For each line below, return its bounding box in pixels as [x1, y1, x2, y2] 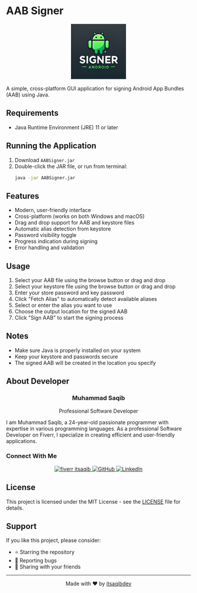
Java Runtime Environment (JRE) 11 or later [14, 123, 118, 130]
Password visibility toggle [14, 232, 77, 239]
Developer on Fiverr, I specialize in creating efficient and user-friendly [6, 431, 175, 438]
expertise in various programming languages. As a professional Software [6, 425, 182, 432]
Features [6, 191, 39, 201]
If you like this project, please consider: [6, 537, 101, 544]
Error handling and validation [14, 244, 85, 251]
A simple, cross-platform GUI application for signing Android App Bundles [6, 85, 185, 92]
